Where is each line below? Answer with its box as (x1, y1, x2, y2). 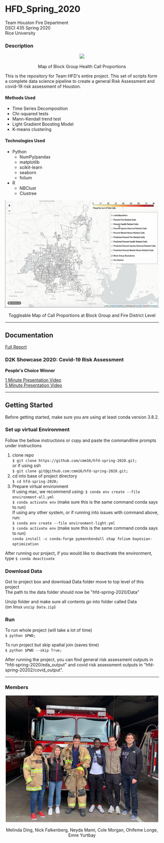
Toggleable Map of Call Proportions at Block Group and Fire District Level (8, 312, 156, 318)
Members (5, 684, 28, 691)
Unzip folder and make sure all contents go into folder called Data (5, 599, 137, 605)
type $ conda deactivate (5, 555, 55, 561)
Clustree (19, 190, 37, 196)
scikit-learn (19, 164, 42, 170)
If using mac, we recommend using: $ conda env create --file (12, 488, 140, 494)
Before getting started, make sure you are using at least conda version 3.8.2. (5, 414, 159, 420)
